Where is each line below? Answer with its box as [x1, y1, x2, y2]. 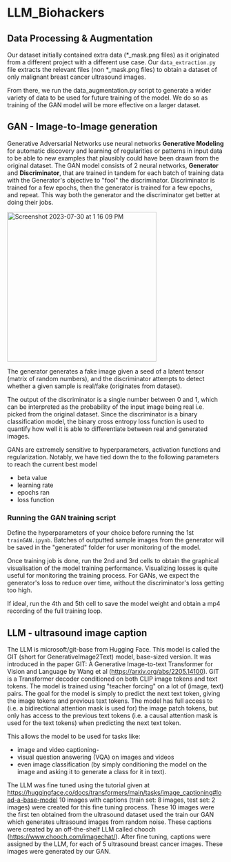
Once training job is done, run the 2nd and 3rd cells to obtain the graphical [7, 557, 219, 565]
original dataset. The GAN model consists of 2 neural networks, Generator [7, 161, 219, 169]
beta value [17, 473, 48, 482]
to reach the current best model [7, 460, 98, 468]
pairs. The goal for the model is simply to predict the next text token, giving [7, 689, 221, 697]
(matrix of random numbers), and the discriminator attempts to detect [7, 374, 205, 383]
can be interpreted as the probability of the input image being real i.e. [7, 403, 205, 411]
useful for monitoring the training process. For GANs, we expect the [7, 571, 200, 580]
